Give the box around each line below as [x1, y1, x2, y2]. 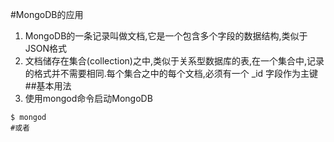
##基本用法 [24, 80, 72, 92]
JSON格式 [24, 43, 68, 54]
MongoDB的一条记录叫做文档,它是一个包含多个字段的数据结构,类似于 [24, 30, 308, 42]
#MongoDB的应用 [10, 9, 84, 20]
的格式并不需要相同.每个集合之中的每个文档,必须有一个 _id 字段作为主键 [24, 68, 319, 79]
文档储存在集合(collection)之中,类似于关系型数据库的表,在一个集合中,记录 [24, 55, 325, 67]
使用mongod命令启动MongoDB [24, 93, 153, 104]
